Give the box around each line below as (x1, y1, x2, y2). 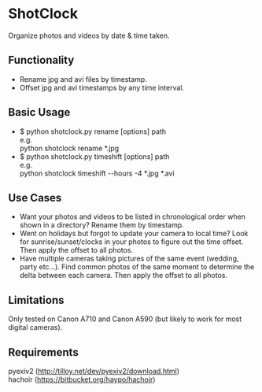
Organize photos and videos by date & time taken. (8, 31, 170, 40)
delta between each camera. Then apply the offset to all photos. (19, 271, 228, 280)
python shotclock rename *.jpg (19, 143, 120, 153)
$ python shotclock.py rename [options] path (19, 127, 167, 136)
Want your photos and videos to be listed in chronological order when (19, 212, 246, 221)
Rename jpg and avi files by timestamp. (19, 74, 147, 83)
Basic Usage (8, 105, 71, 119)
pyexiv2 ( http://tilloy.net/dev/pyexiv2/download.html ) (8, 367, 179, 375)
